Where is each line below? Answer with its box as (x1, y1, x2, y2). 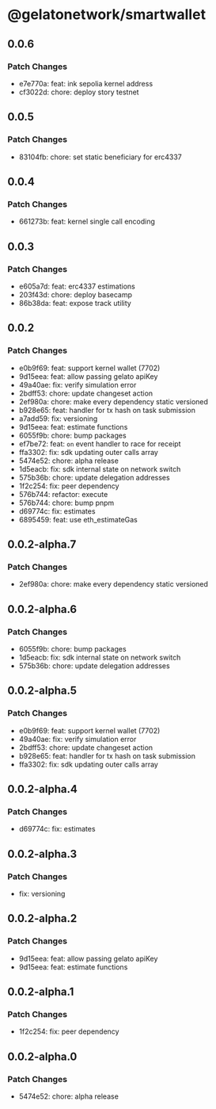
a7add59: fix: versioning (18, 414, 98, 423)
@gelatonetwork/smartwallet (7, 6, 207, 24)
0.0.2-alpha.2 (7, 912, 78, 925)
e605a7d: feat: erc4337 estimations (18, 281, 135, 291)
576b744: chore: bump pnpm (18, 498, 115, 507)
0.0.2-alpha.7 (7, 537, 77, 552)
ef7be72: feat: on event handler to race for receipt (18, 438, 181, 449)
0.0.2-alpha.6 (7, 602, 77, 616)
